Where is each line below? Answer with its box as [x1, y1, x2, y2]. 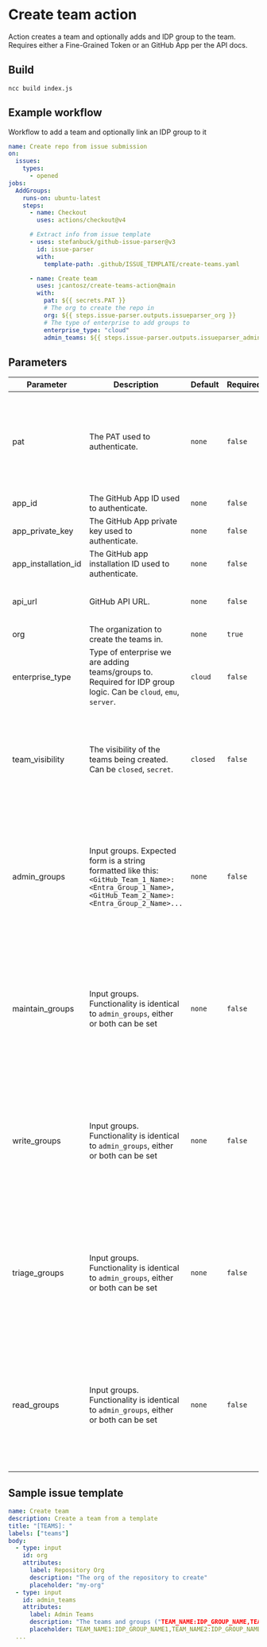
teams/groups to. [88, 667, 153, 678]
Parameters [8, 355, 68, 369]
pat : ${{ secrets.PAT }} [43, 296, 126, 305]
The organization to [88, 624, 162, 635]
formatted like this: [88, 865, 159, 876]
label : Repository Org [29, 1567, 105, 1575]
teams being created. [88, 754, 168, 765]
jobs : [8, 179, 26, 188]
